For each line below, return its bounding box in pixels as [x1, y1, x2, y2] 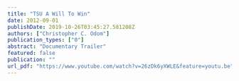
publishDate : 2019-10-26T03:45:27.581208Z [7, 23, 135, 30]
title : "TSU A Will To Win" [7, 10, 91, 18]
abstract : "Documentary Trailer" [7, 43, 107, 50]
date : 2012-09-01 [7, 17, 59, 24]
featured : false [7, 50, 55, 57]
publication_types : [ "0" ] [7, 37, 84, 44]
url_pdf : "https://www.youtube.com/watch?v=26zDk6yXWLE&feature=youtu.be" [7, 63, 234, 70]
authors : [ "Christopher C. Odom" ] [7, 30, 110, 37]
